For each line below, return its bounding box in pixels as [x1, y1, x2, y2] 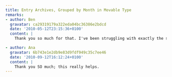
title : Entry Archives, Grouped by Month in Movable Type [5, 7, 132, 13]
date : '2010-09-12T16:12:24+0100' [10, 55, 83, 60]
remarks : [5, 12, 24, 17]
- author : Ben [5, 17, 36, 22]
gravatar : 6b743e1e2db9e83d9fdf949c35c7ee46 [10, 49, 106, 55]
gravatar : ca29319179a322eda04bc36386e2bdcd [10, 21, 106, 27]
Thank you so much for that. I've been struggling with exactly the [14, 36, 164, 41]
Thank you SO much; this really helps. [14, 64, 100, 69]
